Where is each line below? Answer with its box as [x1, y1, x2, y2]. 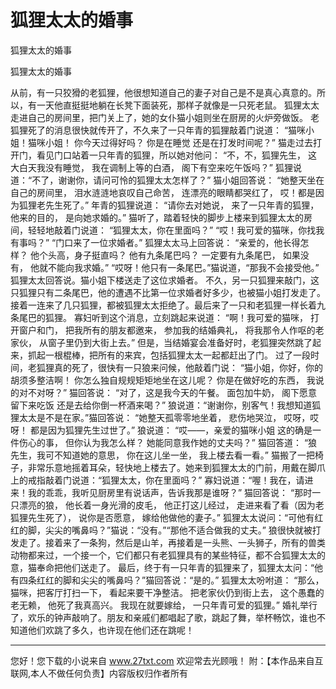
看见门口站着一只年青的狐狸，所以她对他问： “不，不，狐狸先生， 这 [36, 149, 318, 161]
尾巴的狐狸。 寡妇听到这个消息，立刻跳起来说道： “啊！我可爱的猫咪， [18, 311, 309, 323]
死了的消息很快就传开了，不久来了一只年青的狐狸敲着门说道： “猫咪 [27, 124, 307, 136]
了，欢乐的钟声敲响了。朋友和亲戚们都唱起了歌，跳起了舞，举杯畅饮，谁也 [10, 611, 317, 623]
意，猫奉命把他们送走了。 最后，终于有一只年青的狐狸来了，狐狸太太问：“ [10, 561, 315, 573]
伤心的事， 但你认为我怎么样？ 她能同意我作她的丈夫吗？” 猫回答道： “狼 [18, 436, 318, 448]
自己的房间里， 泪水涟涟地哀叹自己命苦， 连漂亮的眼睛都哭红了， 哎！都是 [10, 186, 316, 198]
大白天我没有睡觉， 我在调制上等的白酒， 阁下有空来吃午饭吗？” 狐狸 [10, 161, 293, 173]
